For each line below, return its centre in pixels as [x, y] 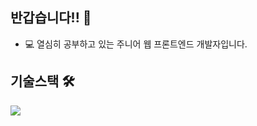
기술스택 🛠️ [42, 81]
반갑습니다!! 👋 [51, 18]
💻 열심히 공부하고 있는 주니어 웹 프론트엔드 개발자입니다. [136, 44]
